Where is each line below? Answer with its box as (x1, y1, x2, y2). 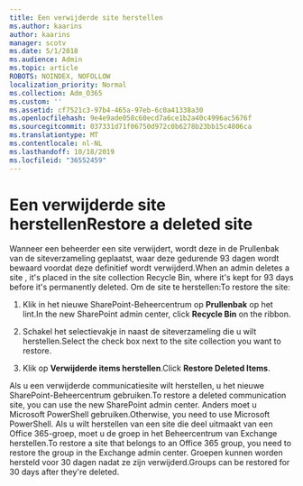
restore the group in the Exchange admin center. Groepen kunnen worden (9, 447, 283, 458)
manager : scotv (9, 38, 67, 48)
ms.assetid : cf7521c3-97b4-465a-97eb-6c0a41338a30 (9, 105, 204, 115)
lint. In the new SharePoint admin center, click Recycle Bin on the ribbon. (22, 308, 291, 320)
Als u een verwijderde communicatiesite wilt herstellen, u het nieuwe (9, 381, 264, 391)
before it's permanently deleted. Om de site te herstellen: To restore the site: (9, 281, 291, 293)
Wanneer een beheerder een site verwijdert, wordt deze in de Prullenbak (9, 243, 280, 254)
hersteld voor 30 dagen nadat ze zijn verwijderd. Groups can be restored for (9, 457, 290, 468)
